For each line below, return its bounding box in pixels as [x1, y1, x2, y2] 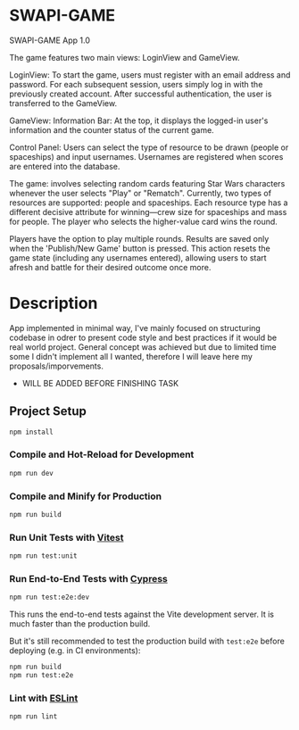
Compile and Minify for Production [9, 490, 162, 502]
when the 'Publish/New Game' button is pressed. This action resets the [9, 243, 270, 253]
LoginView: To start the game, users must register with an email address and [9, 69, 291, 80]
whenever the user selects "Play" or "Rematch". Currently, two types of [9, 187, 272, 198]
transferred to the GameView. [9, 97, 118, 108]
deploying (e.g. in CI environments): [9, 645, 141, 656]
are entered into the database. [9, 161, 120, 171]
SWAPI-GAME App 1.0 [9, 35, 91, 46]
